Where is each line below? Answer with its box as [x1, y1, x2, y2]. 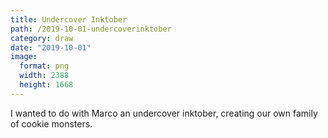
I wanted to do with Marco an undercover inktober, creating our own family [10, 107, 318, 119]
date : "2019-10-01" [10, 42, 92, 53]
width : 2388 [19, 71, 70, 81]
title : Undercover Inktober [10, 14, 128, 25]
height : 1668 [19, 80, 74, 90]
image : [10, 52, 38, 62]
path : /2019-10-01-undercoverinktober [10, 24, 172, 34]
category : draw [10, 33, 74, 43]
